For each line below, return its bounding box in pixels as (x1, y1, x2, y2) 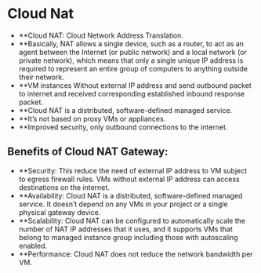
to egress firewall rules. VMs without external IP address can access (18, 174, 240, 184)
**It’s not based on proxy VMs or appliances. (18, 114, 166, 123)
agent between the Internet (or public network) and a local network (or (18, 47, 248, 56)
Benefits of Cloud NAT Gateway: (7, 145, 169, 158)
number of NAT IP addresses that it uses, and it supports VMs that (18, 224, 233, 234)
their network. (18, 72, 64, 82)
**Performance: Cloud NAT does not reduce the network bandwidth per (18, 249, 253, 259)
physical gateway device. (18, 207, 101, 217)
